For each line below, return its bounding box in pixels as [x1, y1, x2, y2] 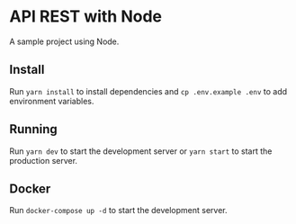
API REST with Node [9, 6, 163, 27]
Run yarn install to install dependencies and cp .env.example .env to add [9, 85, 288, 96]
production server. [9, 155, 78, 166]
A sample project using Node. [9, 36, 120, 47]
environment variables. [9, 95, 94, 106]
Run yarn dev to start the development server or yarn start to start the [9, 146, 273, 157]
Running [9, 121, 58, 137]
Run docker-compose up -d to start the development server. [9, 205, 228, 216]
